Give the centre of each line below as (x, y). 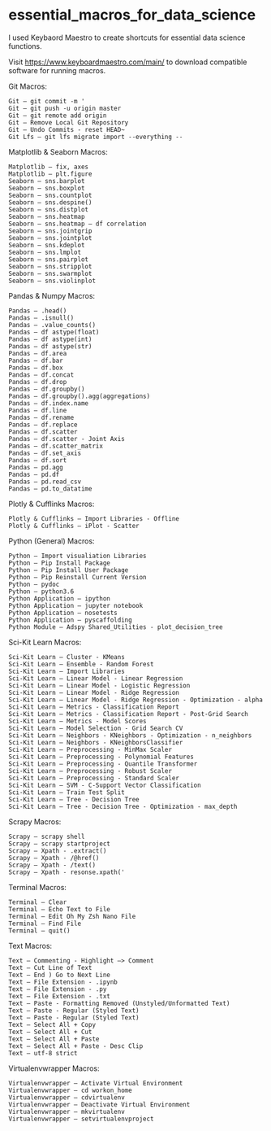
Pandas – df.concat (41, 375)
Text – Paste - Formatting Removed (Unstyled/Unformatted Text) (119, 1003)
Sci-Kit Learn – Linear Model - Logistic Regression (99, 685)
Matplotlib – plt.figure (50, 174)
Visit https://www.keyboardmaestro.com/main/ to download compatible (128, 62)
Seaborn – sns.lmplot (45, 252)
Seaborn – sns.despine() (50, 202)
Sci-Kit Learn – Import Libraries (67, 671)
